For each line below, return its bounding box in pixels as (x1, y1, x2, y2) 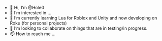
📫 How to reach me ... (9, 31, 56, 37)
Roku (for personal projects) (9, 20, 67, 26)
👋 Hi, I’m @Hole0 (9, 5, 44, 10)
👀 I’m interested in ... (9, 10, 52, 16)
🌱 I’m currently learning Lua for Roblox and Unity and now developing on (9, 15, 158, 20)
